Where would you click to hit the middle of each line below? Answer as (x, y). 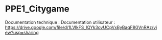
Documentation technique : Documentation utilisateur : (60, 22)
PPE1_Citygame (37, 9)
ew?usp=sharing (22, 32)
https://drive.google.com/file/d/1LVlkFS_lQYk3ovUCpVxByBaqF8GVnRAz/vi (81, 27)
